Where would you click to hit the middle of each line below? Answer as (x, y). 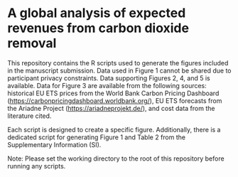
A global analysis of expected (97, 13)
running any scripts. (37, 166)
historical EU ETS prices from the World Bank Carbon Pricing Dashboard (113, 93)
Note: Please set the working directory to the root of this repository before (116, 159)
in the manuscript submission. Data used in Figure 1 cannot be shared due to (119, 70)
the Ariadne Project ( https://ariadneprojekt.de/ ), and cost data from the (111, 108)
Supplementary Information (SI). (54, 144)
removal (32, 43)
